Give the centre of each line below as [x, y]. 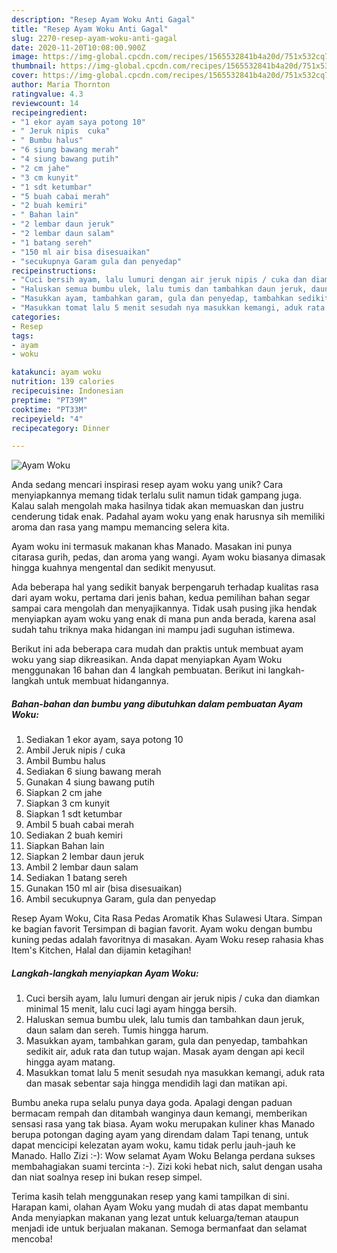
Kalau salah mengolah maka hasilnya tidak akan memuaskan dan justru [157, 506]
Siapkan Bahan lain [65, 846]
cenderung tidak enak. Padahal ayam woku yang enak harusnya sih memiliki [168, 517]
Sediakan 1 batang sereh [76, 878]
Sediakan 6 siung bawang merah [93, 772]
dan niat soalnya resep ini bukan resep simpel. [107, 1177]
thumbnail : [34, 66]
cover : [25, 76]
